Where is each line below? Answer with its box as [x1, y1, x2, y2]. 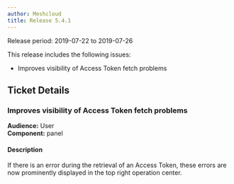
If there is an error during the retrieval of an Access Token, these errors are [7, 161, 227, 170]
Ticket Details [7, 84, 69, 96]
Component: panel [7, 129, 64, 138]
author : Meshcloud [7, 10, 62, 18]
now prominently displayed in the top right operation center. [7, 168, 182, 177]
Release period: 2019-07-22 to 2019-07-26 [7, 36, 133, 45]
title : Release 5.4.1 [7, 17, 72, 24]
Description [7, 145, 43, 154]
